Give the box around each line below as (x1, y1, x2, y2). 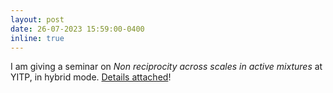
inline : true (10, 33, 65, 43)
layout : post (10, 14, 65, 25)
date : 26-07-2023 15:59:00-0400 (10, 24, 145, 34)
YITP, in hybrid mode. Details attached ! (10, 71, 172, 83)
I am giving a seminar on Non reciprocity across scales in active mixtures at (10, 61, 323, 73)
